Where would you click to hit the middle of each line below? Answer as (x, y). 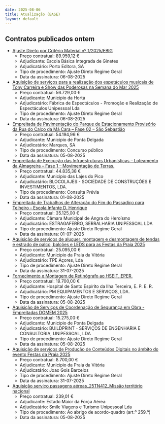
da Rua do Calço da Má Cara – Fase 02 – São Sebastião (68, 129)
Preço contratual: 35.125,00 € (49, 213)
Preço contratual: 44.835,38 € (50, 171)
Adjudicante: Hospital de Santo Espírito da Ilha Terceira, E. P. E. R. (86, 286)
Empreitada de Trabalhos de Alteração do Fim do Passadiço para (78, 203)
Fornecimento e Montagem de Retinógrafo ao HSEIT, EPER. (72, 276)
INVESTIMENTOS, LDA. (43, 187)
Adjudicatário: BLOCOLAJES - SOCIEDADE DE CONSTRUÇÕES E (85, 182)
